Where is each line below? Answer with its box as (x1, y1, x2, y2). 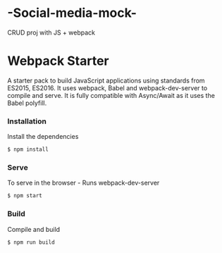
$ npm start (7, 192, 42, 199)
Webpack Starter (7, 53, 109, 69)
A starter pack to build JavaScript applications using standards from (7, 76, 206, 85)
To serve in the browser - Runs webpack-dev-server (7, 178, 160, 187)
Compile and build (7, 225, 61, 233)
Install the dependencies (7, 132, 79, 141)
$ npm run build (7, 238, 55, 246)
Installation (7, 116, 47, 126)
